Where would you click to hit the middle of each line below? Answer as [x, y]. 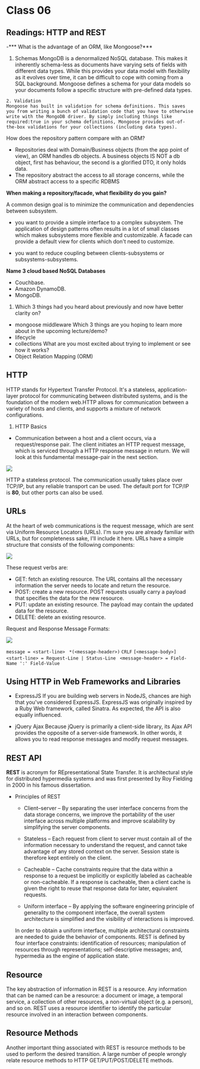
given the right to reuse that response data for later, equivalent [101, 888]
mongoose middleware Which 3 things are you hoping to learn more [99, 325]
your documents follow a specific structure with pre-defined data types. [103, 90]
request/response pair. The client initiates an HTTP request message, [100, 444]
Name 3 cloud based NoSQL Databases [56, 271]
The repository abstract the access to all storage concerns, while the [100, 175]
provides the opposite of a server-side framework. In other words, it [98, 733]
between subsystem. [32, 211]
